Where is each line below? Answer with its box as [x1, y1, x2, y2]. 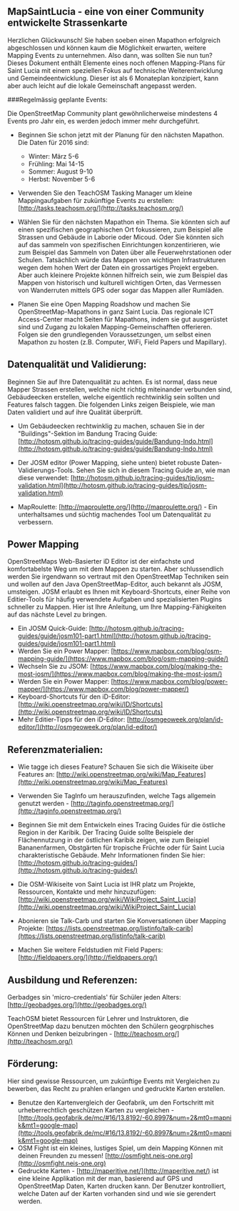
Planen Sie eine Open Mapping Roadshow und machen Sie [17, 299, 190, 308]
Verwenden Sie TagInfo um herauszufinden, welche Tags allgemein [17, 792, 216, 800]
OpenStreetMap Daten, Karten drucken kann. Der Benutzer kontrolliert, [17, 1182, 226, 1190]
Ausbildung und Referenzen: [7, 974, 138, 986]
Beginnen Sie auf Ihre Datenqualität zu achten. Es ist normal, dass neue [7, 377, 218, 386]
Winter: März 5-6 [28, 151, 79, 160]
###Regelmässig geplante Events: [7, 95, 108, 104]
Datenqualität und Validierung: [7, 359, 147, 371]
